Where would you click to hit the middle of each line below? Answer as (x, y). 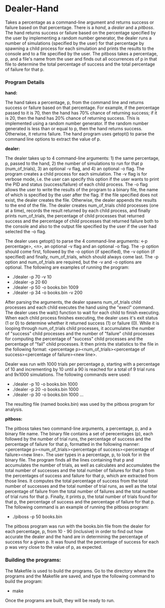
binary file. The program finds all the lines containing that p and (69, 460)
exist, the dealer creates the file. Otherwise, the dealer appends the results (81, 200)
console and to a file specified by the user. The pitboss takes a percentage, (82, 54)
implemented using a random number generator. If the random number (77, 123)
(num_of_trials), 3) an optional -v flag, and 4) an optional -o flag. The (75, 169)
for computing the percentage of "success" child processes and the (74, 339)
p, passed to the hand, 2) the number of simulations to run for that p (74, 164)
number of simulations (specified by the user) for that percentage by (75, 43)
